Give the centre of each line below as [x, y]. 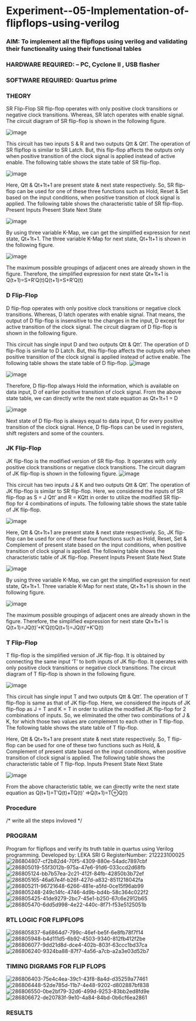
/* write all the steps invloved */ [44, 821]
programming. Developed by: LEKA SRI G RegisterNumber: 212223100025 [95, 855]
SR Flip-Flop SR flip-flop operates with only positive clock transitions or [92, 109]
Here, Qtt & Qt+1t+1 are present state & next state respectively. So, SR [90, 185]
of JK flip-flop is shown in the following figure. [62, 473]
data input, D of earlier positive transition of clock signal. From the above [94, 392]
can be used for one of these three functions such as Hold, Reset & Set [102, 191]
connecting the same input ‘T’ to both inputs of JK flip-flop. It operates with [97, 662]
